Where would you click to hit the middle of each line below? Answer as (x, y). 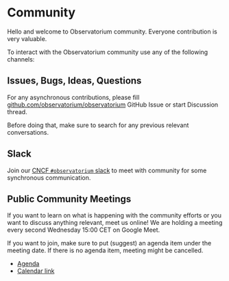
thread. (17, 111)
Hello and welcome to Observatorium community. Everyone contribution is (112, 31)
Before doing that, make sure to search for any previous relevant (98, 125)
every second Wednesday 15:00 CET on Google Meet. (84, 230)
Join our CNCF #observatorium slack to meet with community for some (107, 170)
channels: (21, 59)
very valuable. (27, 38)
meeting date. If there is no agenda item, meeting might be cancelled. (105, 250)
